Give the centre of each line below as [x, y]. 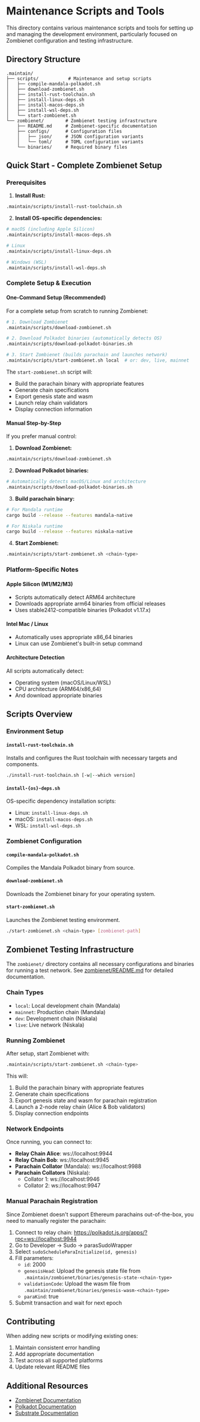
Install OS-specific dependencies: [58, 218]
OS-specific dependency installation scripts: [61, 801]
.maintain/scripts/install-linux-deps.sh [59, 251]
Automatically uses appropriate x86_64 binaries [74, 637]
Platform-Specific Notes [43, 570]
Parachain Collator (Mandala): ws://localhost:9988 [78, 1166]
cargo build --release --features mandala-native [70, 515]
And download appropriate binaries [59, 695]
